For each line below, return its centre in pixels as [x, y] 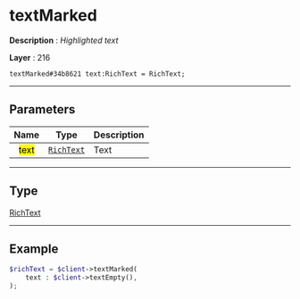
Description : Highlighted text [64, 40]
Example [34, 249]
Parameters [42, 109]
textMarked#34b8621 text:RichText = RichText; [97, 74]
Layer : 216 [30, 57]
